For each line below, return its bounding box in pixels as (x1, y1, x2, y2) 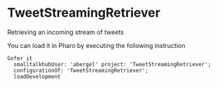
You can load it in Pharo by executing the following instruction (7, 41, 185, 49)
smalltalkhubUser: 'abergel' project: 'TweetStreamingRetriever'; (13, 61, 211, 68)
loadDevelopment (13, 73, 61, 80)
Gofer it (7, 54, 33, 62)
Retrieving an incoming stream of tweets (7, 28, 124, 36)
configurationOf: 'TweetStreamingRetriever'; (13, 67, 149, 74)
